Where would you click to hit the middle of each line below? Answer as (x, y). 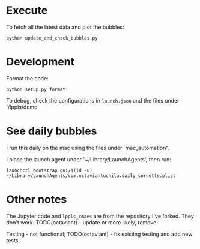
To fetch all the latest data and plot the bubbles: (65, 27)
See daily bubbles (52, 131)
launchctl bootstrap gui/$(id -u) (50, 170)
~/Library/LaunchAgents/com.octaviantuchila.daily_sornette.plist (91, 175)
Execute (27, 10)
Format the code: (28, 78)
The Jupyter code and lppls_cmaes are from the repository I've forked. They (100, 216)
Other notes (37, 199)
